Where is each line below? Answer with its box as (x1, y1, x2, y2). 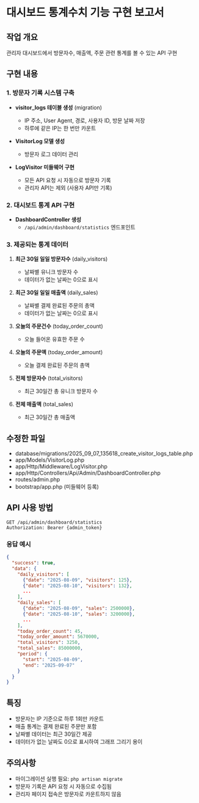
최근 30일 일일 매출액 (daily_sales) (15, 289, 99, 297)
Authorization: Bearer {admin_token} (6, 524, 103, 531)
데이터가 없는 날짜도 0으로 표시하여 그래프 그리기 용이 (15, 738, 143, 746)
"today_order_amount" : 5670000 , (17, 634, 99, 640)
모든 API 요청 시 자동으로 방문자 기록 (24, 176, 111, 183)
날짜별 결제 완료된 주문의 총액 (24, 302, 95, 309)
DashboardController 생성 (15, 215, 81, 223)
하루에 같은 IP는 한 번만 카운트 (24, 124, 96, 131)
